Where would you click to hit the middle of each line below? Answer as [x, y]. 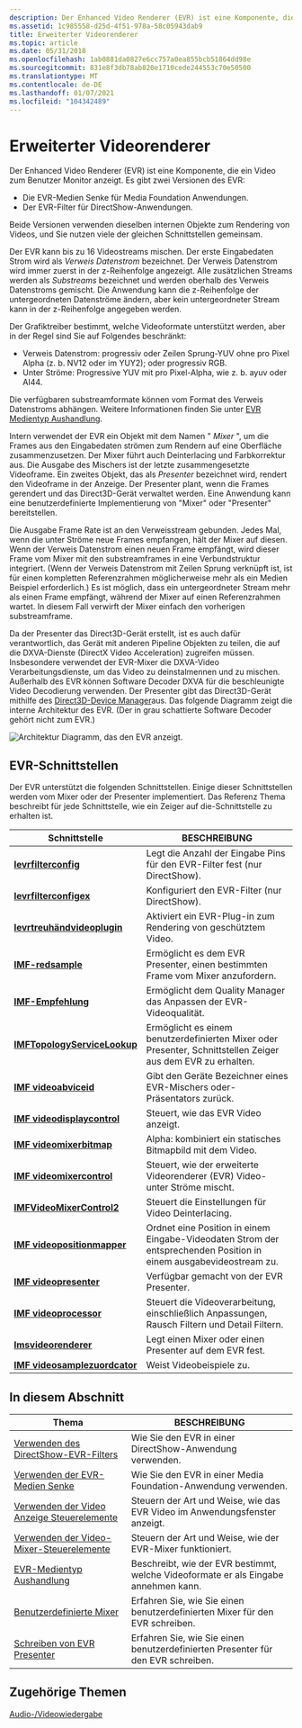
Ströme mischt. [203, 1187]
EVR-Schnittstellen [64, 765]
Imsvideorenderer [53, 1345]
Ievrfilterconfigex [52, 896]
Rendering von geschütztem [206, 928]
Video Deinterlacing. [189, 1213]
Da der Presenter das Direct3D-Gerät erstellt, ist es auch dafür [125, 634]
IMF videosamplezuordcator [75, 1365]
